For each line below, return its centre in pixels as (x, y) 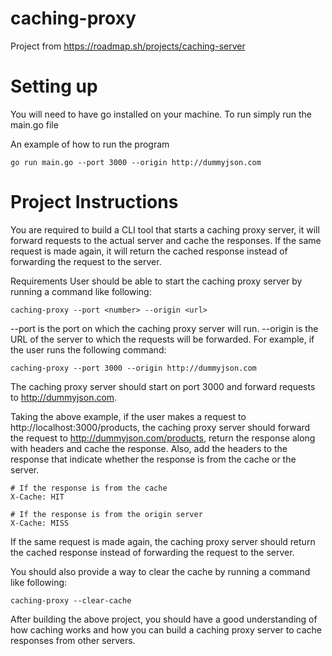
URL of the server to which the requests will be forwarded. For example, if (162, 339)
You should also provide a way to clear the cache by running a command (160, 571)
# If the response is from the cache (89, 488)
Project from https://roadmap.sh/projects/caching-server (128, 46)
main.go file (34, 124)
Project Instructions (94, 202)
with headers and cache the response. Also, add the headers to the (149, 448)
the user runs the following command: (88, 349)
